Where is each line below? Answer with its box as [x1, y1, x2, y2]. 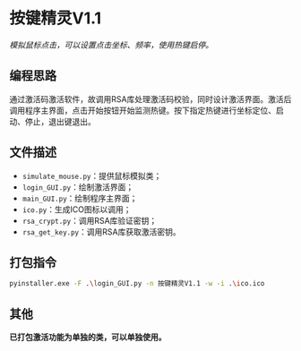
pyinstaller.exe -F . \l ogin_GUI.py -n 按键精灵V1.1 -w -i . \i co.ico [9, 279, 265, 288]
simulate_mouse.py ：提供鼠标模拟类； [21, 170, 162, 181]
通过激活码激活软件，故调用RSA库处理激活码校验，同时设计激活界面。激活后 [9, 93, 292, 104]
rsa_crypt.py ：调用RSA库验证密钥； [21, 215, 158, 226]
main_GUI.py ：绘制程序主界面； [21, 193, 138, 203]
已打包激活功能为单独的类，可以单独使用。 [9, 332, 167, 343]
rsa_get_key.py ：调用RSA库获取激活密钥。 [21, 226, 181, 237]
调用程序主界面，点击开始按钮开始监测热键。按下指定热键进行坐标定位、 [9, 105, 276, 116]
